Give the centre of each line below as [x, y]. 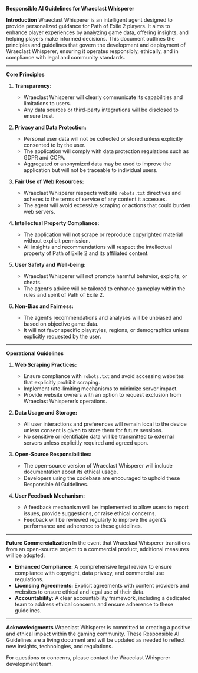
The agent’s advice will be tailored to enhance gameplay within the [104, 289]
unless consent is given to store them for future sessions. [93, 430]
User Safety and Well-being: [50, 265]
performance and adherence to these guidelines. [83, 526]
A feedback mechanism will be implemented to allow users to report [106, 507]
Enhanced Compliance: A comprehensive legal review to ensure [93, 567]
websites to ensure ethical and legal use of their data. [80, 592]
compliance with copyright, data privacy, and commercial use [89, 573]
